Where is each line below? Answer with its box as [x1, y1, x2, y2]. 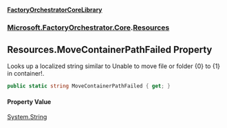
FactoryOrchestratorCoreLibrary [7, 6, 102, 14]
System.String [7, 113, 47, 121]
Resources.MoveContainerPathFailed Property [7, 43, 213, 55]
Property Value [7, 97, 52, 106]
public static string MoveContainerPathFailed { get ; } [7, 83, 171, 89]
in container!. [7, 70, 45, 78]
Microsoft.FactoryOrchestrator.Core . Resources [7, 23, 170, 32]
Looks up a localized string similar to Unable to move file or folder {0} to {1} [7, 62, 221, 70]
